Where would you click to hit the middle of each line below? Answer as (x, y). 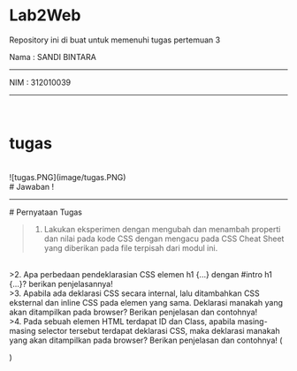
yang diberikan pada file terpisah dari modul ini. (131, 247)
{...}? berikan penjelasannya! (61, 284)
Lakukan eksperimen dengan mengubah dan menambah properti (162, 229)
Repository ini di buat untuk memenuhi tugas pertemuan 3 (115, 40)
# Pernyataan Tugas (46, 212)
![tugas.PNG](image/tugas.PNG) (68, 177)
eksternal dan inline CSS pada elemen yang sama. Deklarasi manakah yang (146, 302)
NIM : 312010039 (40, 82)
